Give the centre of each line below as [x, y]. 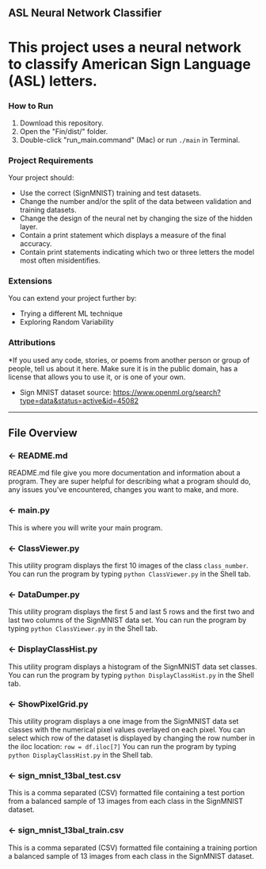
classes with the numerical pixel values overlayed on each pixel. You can [127, 729]
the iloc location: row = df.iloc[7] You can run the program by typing [122, 746]
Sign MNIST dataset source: [66, 392]
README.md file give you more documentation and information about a [124, 473]
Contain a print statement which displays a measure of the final [123, 235]
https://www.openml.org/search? [167, 392]
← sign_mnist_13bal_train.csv [66, 830]
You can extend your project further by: [72, 298]
